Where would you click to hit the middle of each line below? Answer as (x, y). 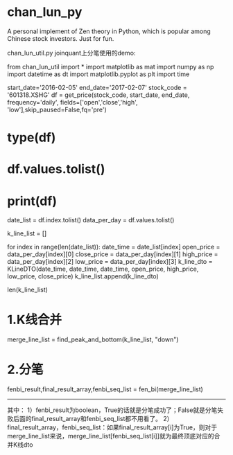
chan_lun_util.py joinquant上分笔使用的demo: (71, 53)
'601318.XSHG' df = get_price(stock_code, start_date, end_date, (98, 95)
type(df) (32, 137)
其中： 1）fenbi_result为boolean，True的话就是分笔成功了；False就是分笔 (112, 410)
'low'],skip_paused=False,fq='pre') (57, 109)
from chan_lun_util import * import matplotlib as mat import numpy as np (111, 66)
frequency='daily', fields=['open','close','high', (72, 102)
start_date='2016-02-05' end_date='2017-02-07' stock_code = (97, 87)
